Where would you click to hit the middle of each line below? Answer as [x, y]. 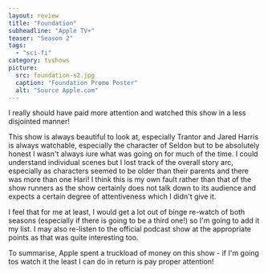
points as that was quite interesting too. [73, 238]
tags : [17, 46]
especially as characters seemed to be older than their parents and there [128, 171]
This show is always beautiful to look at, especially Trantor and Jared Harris [134, 137]
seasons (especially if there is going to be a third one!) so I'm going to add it [134, 220]
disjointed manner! [39, 122]
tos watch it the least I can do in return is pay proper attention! [111, 262]
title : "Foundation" [43, 23]
